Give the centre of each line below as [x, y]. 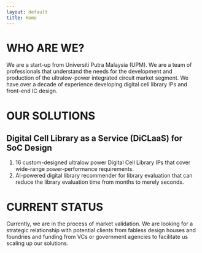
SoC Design [29, 148]
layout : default [27, 12]
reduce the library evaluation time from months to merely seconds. [99, 182]
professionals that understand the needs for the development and [90, 72]
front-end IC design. [32, 91]
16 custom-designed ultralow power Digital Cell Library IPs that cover [103, 162]
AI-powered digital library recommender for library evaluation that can [104, 176]
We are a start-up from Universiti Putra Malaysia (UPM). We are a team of [99, 65]
